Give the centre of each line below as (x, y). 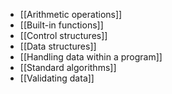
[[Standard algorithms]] (68, 67)
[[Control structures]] (63, 35)
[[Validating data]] (57, 78)
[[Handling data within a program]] (91, 57)
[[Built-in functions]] (61, 25)
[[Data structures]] (58, 46)
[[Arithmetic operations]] (71, 14)
